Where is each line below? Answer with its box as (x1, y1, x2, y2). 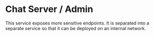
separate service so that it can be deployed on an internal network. (5, 25, 146, 31)
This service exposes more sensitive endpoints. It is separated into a (5, 20, 149, 26)
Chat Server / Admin (5, 3, 93, 15)
